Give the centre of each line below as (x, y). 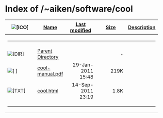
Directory (48, 57)
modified (81, 30)
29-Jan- (83, 65)
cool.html (48, 90)
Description (142, 27)
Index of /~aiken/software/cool (69, 9)
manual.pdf (50, 74)
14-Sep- (83, 85)
